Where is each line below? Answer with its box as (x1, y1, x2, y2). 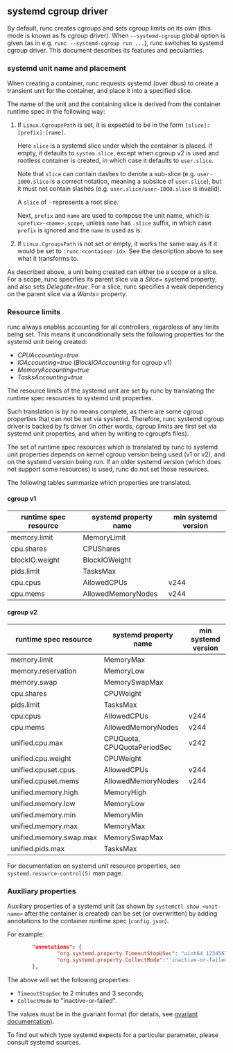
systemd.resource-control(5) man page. (7, 868, 123, 877)
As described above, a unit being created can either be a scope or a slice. (7, 268, 218, 276)
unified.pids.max (10, 844, 64, 853)
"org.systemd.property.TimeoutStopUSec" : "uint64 (56, 950, 203, 957)
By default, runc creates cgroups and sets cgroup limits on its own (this (7, 24, 212, 32)
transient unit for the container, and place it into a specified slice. (7, 87, 193, 95)
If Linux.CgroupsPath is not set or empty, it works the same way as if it (17, 239, 218, 248)
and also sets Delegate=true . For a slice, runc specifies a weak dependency (7, 282, 224, 291)
